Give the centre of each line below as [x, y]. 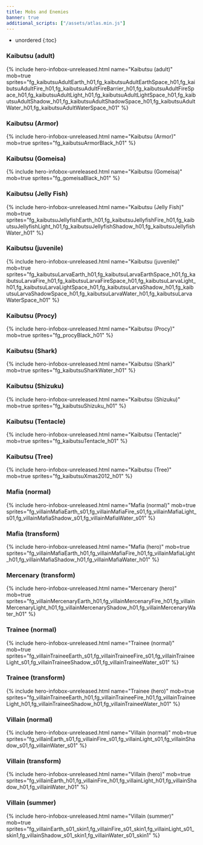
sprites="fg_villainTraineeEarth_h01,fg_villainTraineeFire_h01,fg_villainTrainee [101, 697]
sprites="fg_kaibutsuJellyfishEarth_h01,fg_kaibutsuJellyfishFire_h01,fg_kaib [100, 220]
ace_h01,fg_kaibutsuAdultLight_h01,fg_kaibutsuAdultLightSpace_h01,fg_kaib [101, 95]
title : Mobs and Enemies [37, 12]
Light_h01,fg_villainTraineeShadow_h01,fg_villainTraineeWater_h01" [89, 704]
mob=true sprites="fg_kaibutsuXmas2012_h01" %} [69, 476]
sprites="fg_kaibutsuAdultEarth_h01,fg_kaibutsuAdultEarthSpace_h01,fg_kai [101, 82]
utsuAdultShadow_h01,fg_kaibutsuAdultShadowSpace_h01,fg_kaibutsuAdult [101, 101]
